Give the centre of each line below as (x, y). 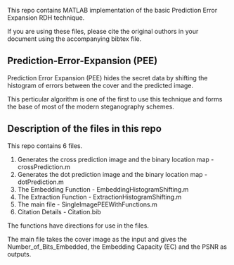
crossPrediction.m (44, 167)
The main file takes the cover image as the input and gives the (97, 239)
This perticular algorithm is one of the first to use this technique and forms (115, 99)
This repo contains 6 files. (45, 146)
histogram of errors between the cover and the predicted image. (100, 85)
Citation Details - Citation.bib (59, 211)
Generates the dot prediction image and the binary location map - (112, 174)
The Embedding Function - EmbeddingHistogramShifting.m (103, 189)
